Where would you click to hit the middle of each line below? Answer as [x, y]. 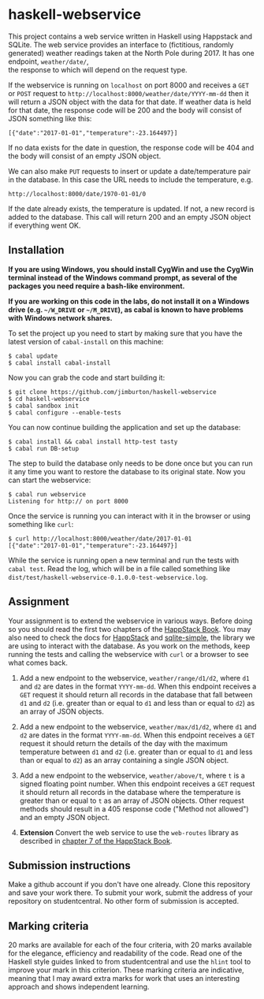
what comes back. [38, 663]
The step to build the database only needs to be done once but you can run [131, 463]
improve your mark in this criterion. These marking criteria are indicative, [126, 970]
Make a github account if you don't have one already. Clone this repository [129, 885]
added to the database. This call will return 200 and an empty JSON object [130, 217]
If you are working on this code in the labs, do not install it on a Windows [129, 301]
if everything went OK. [45, 225]
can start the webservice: [50, 480]
